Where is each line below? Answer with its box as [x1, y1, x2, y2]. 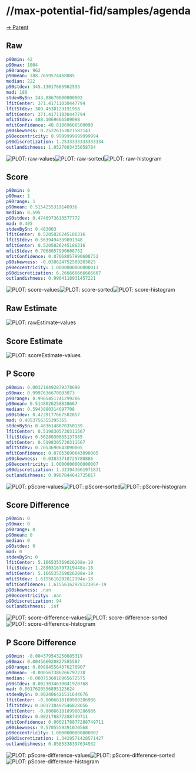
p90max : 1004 [6, 62, 38, 68]
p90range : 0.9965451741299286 [6, 396, 81, 401]
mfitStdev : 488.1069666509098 [6, 117, 81, 123]
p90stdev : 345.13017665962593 [6, 84, 81, 90]
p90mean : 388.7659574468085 [6, 73, 75, 79]
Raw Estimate [6, 303, 57, 313]
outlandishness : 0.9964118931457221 [6, 276, 96, 282]
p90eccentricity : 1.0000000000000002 [6, 730, 99, 736]
